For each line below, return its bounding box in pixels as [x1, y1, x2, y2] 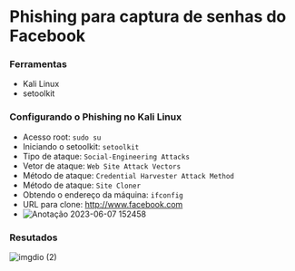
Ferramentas [9, 58, 68, 71]
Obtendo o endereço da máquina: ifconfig [22, 189, 184, 200]
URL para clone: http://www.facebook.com [22, 198, 183, 209]
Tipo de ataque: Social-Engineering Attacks [22, 150, 191, 161]
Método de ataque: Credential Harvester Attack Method [22, 169, 234, 180]
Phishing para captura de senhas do [9, 6, 287, 27]
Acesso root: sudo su [22, 131, 102, 142]
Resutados [9, 231, 58, 244]
